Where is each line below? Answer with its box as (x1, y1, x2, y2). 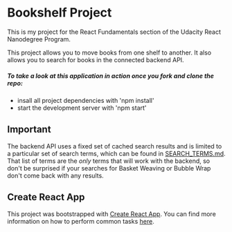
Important (7, 124, 51, 135)
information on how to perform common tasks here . (7, 217, 154, 225)
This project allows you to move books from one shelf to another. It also (7, 48, 212, 57)
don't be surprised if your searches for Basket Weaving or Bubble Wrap (7, 164, 211, 172)
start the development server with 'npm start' (17, 104, 147, 112)
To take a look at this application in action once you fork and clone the (7, 71, 215, 80)
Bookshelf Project (7, 5, 112, 21)
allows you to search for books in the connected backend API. (7, 55, 185, 64)
